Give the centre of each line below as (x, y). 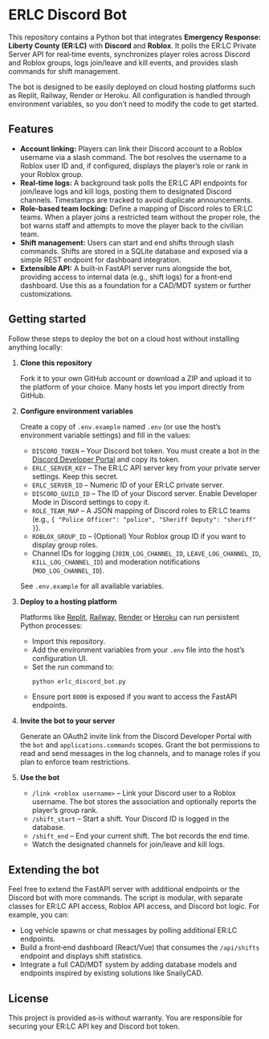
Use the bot (40, 778)
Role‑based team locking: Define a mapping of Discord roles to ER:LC (136, 208)
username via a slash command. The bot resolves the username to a (133, 157)
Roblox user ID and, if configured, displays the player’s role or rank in (134, 166)
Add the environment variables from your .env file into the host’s (138, 650)
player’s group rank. (65, 811)
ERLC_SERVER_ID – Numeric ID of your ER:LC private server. (128, 485)
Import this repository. (69, 641)
